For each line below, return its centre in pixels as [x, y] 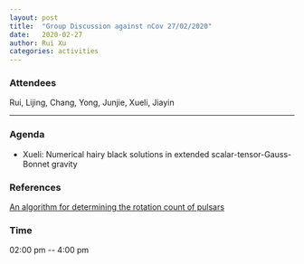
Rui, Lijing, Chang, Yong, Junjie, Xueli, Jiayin [92, 103]
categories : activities [54, 52]
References [35, 187]
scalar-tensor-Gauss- [252, 154]
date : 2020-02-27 [46, 34]
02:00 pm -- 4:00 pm [49, 250]
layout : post [34, 18]
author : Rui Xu [38, 43]
